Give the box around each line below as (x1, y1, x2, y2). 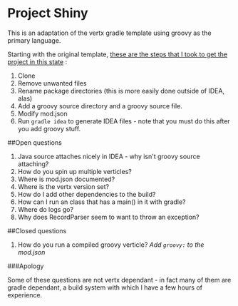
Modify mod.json (17, 109, 68, 118)
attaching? (17, 159, 49, 168)
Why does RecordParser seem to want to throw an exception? (17, 213, 200, 221)
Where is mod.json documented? (17, 175, 115, 183)
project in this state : (7, 57, 68, 66)
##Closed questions (7, 226, 67, 235)
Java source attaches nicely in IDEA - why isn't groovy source (17, 152, 201, 160)
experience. (7, 290, 43, 299)
